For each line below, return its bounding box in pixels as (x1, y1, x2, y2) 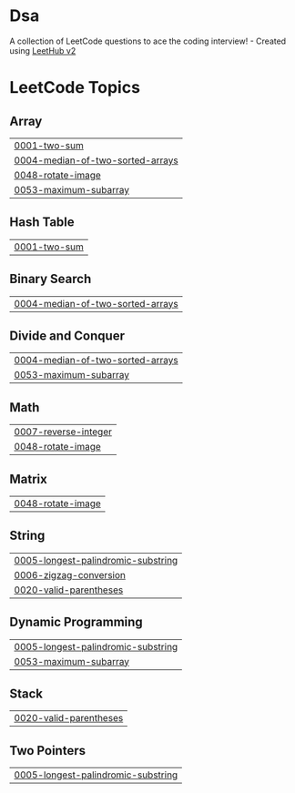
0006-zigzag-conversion (14, 568, 126, 581)
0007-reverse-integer (14, 425, 112, 438)
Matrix (9, 471, 47, 487)
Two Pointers (9, 743, 86, 758)
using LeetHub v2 (9, 45, 76, 56)
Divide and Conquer (9, 328, 126, 343)
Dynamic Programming (9, 615, 143, 630)
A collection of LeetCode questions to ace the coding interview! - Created (9, 36, 287, 46)
